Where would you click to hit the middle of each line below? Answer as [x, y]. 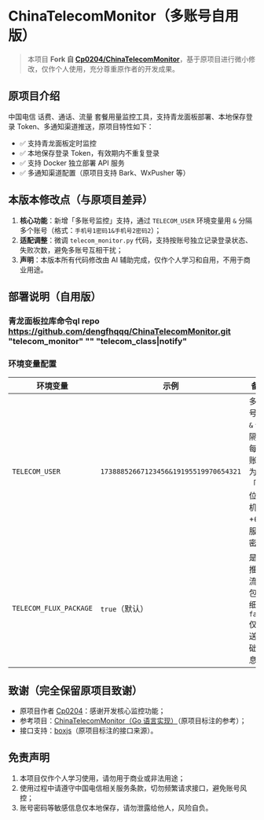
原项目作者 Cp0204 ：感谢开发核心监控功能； [92, 711]
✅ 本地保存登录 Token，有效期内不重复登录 [89, 153]
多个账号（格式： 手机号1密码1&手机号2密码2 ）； [90, 230]
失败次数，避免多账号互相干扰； [71, 249]
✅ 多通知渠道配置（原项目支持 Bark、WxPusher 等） [104, 172]
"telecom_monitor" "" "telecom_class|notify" [97, 341]
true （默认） [124, 609]
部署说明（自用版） [55, 296]
